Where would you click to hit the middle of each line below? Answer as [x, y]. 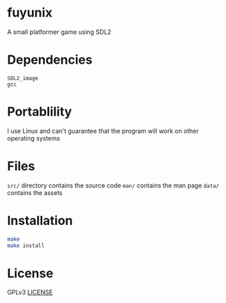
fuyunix [30, 13]
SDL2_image [23, 78]
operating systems [34, 138]
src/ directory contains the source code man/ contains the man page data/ [113, 185]
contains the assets [35, 192]
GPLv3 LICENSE [30, 293]
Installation [40, 220]
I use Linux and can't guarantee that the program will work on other [103, 131]
